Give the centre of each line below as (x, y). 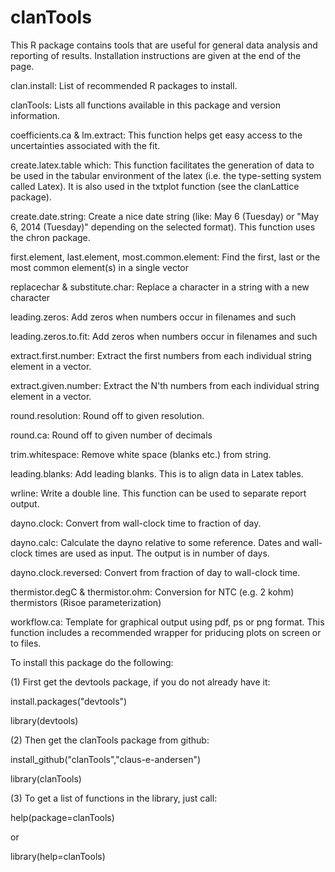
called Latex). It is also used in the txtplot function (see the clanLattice (155, 186)
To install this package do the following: (92, 662)
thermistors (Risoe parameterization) (86, 602)
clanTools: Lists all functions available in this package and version (145, 105)
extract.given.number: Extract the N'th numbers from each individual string (165, 385)
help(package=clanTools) (62, 817)
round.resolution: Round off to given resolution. (107, 415)
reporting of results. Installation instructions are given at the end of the (156, 55)
